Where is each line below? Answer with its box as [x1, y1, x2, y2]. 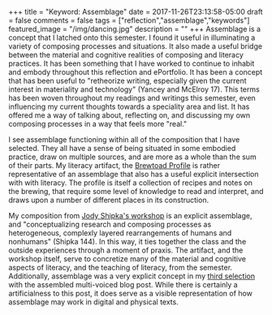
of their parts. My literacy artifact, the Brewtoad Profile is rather [8, 161, 221, 170]
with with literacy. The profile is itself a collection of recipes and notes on [8, 178, 253, 188]
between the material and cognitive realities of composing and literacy [8, 50, 244, 59]
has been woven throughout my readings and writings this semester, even [8, 93, 256, 102]
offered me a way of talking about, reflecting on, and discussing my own [8, 110, 250, 120]
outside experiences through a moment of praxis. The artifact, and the [8, 245, 244, 255]
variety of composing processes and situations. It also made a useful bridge [8, 41, 262, 51]
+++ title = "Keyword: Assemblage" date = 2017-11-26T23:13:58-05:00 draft [8, 7, 263, 16]
